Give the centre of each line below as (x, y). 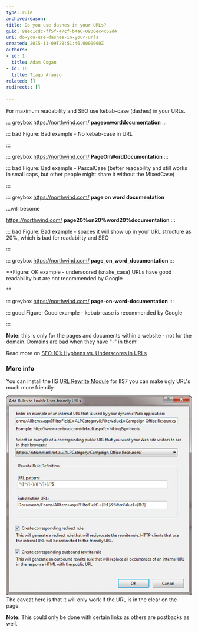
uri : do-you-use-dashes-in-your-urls (52, 37)
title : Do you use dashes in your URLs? (57, 25)
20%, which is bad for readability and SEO (57, 238)
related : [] (21, 81)
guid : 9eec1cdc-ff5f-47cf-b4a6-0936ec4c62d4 (62, 31)
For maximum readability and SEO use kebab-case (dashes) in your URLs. (96, 111)
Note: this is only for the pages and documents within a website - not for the (99, 335)
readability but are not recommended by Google (64, 278)
